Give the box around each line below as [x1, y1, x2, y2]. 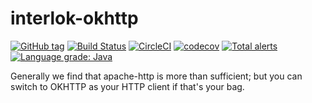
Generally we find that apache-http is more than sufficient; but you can [10, 70, 303, 82]
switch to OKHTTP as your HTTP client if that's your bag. [10, 80, 245, 92]
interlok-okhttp [10, 7, 139, 30]
